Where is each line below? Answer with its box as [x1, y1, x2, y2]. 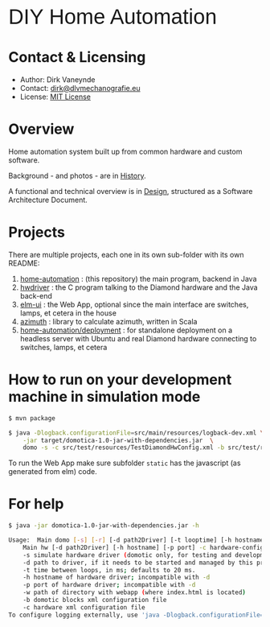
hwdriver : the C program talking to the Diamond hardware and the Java [19, 283, 259, 292]
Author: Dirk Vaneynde [19, 74, 96, 85]
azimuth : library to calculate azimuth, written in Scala [19, 316, 198, 326]
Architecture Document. [8, 195, 88, 204]
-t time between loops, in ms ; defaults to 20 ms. [22, 566, 196, 574]
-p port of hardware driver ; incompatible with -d [22, 581, 196, 589]
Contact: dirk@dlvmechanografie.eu [19, 83, 141, 93]
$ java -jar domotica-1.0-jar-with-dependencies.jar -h [8, 522, 199, 530]
